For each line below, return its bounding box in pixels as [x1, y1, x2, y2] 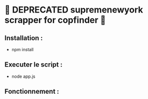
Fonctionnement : [4, 87, 59, 96]
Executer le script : [4, 60, 63, 69]
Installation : [4, 34, 43, 42]
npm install [11, 47, 34, 52]
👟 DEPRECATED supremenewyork [4, 4, 144, 15]
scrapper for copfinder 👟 [4, 14, 106, 26]
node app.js [11, 73, 35, 79]
